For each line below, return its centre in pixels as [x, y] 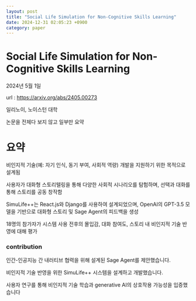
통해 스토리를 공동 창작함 [34, 192]
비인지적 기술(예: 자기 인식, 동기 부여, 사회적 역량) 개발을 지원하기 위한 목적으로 [96, 165]
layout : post [22, 11]
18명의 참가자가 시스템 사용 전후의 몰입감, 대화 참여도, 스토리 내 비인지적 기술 [94, 224]
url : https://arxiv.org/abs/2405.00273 [52, 97]
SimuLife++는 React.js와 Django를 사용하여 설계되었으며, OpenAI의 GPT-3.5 [95, 204]
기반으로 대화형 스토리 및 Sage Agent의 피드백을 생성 [78, 212]
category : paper [26, 28]
